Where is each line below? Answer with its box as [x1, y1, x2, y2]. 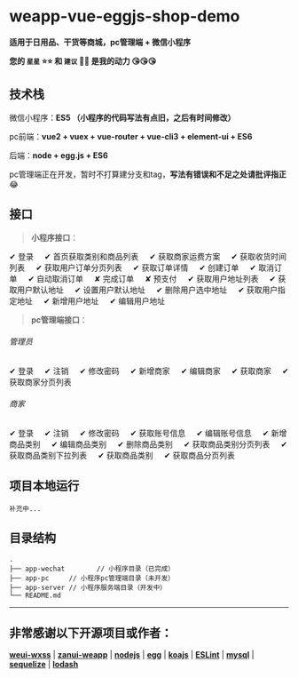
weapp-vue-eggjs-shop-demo [9, 6, 240, 27]
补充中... [9, 504, 42, 513]
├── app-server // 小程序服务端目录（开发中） [9, 583, 167, 592]
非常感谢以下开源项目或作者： [9, 625, 173, 641]
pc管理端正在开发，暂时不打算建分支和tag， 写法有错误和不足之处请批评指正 [9, 169, 286, 179]
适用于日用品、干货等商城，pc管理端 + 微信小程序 [9, 36, 192, 47]
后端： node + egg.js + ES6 [9, 149, 108, 161]
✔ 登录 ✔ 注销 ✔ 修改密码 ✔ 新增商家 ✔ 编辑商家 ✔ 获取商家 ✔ [9, 365, 289, 376]
